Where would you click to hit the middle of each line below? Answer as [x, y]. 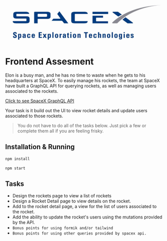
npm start [15, 168]
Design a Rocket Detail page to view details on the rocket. [72, 201]
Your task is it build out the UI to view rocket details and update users [76, 111]
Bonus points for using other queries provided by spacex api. [80, 233]
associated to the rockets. [32, 91]
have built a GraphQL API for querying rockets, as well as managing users [81, 86]
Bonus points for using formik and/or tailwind [63, 228]
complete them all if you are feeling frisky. [60, 131]
